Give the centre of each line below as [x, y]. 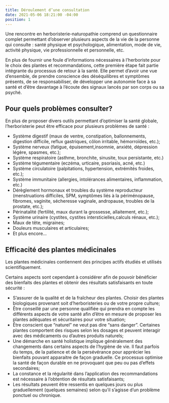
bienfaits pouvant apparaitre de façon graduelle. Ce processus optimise [88, 357]
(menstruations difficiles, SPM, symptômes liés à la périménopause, [83, 196]
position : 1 [18, 19]
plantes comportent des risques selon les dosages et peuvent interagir [87, 330]
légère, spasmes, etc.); [37, 152]
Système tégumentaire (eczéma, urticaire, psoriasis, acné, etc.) [79, 163]
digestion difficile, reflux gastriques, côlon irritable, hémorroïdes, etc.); [86, 142]
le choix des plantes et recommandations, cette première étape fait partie [82, 65]
